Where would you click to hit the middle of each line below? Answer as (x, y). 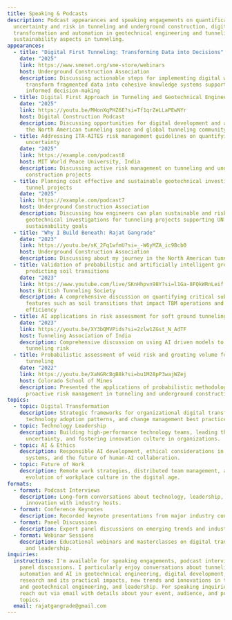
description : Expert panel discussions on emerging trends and (113, 529)
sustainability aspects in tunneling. (69, 39)
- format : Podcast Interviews (57, 490)
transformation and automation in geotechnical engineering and (108, 33)
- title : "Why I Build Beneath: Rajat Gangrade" (85, 233)
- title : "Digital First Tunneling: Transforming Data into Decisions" (119, 53)
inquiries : (23, 555)
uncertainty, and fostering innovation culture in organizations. (123, 439)
